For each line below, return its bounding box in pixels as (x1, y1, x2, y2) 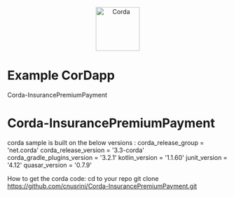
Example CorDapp (7, 67, 116, 83)
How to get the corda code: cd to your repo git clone (7, 174, 159, 182)
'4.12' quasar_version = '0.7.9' (7, 161, 92, 169)
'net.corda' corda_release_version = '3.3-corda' (7, 146, 145, 154)
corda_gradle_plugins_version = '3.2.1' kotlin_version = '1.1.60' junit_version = (7, 153, 228, 161)
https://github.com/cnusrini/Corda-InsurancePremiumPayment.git (7, 182, 198, 190)
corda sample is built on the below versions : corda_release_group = (7, 138, 205, 147)
